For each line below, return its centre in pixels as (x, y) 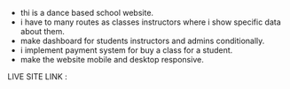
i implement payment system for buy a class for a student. (126, 50)
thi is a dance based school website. (87, 13)
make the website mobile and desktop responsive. (112, 59)
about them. (42, 31)
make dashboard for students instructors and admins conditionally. (142, 41)
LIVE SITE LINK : (37, 77)
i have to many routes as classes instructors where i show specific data (151, 22)
